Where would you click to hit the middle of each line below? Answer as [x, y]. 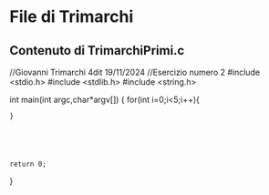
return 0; [28, 164]
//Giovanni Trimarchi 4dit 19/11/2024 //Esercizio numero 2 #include [135, 72]
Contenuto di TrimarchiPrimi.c [97, 51]
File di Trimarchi [72, 17]
